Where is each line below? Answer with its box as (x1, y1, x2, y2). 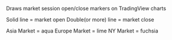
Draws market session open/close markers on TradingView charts (6, 5, 167, 12)
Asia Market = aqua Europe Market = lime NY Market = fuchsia (6, 27, 158, 34)
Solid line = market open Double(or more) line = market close (6, 16, 154, 23)
